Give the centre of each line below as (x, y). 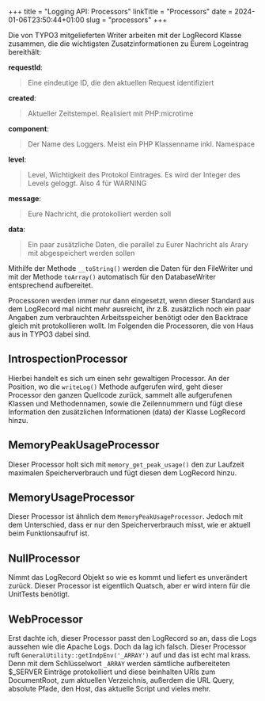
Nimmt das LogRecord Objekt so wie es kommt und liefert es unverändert (128, 577)
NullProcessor (44, 558)
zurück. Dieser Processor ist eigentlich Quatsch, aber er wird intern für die (129, 586)
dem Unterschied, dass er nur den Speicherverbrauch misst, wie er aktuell (129, 525)
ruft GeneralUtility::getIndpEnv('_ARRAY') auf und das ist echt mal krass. (129, 655)
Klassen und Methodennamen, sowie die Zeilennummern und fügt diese (125, 403)
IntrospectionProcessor (68, 359)
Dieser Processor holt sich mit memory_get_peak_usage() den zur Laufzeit (126, 464)
